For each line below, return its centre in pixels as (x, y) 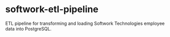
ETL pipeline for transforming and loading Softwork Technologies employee (85, 23)
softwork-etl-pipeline (52, 9)
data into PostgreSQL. (28, 28)
